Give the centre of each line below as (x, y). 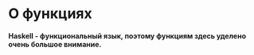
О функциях (51, 14)
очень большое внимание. (55, 44)
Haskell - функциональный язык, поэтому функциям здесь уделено (127, 35)
